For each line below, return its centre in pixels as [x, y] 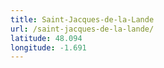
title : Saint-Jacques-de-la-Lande [82, 19]
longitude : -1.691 [48, 47]
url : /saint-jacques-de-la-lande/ [82, 29]
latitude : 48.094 [46, 38]
